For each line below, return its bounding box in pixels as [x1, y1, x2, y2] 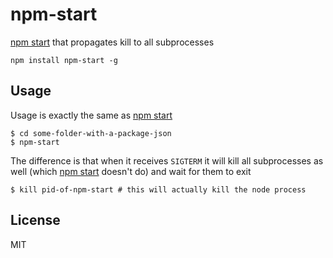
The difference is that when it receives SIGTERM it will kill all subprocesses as [10, 154, 324, 167]
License [10, 212, 61, 229]
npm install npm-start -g [10, 55, 118, 65]
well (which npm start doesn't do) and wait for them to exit [10, 165, 252, 177]
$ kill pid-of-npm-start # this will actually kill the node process [10, 184, 307, 195]
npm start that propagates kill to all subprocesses [10, 36, 215, 48]
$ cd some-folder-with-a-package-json [10, 128, 172, 138]
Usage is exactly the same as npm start [10, 109, 173, 121]
